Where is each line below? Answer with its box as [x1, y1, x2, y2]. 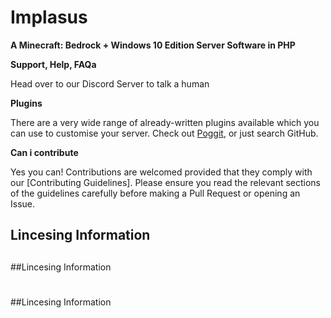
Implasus [10, 6, 88, 29]
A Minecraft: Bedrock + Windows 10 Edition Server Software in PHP [10, 39, 296, 51]
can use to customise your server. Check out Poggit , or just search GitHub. [10, 127, 319, 139]
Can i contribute [10, 146, 79, 158]
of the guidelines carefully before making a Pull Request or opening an [10, 187, 301, 199]
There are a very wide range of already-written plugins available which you [10, 116, 320, 128]
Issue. [10, 197, 36, 210]
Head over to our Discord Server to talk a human [10, 77, 210, 90]
